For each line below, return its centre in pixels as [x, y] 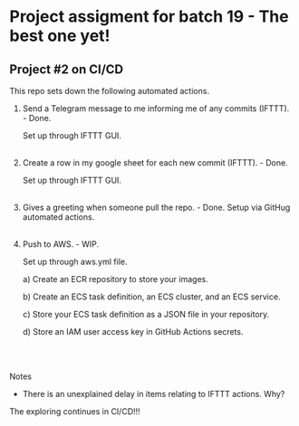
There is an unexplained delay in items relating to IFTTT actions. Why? [154, 394]
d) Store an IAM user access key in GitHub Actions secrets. [133, 331]
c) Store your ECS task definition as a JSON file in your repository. [146, 314]
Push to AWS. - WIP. [61, 244]
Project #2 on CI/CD [67, 69]
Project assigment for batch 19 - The [149, 17]
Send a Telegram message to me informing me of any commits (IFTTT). [156, 109]
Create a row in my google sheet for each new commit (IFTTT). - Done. [155, 163]
